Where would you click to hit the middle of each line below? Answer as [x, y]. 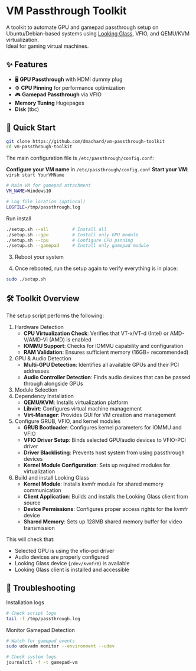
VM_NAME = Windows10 [29, 191]
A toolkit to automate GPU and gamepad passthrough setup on [82, 27]
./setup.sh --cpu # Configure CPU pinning [70, 240]
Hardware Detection [39, 327]
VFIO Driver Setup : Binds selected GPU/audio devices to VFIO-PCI [104, 440]
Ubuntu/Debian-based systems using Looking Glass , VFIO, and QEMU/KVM [98, 33]
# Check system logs [32, 657]
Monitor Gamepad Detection [41, 630]
